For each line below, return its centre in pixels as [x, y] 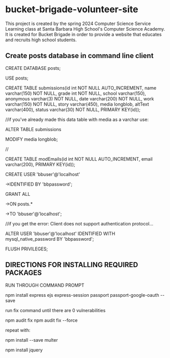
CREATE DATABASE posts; [33, 68]
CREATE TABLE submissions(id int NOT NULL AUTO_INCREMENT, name [81, 88]
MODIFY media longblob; [32, 139]
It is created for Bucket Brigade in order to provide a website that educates [83, 34]
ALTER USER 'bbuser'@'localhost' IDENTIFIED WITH [60, 234]
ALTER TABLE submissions [33, 129]
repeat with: [18, 330]
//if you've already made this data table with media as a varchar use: [77, 119]
